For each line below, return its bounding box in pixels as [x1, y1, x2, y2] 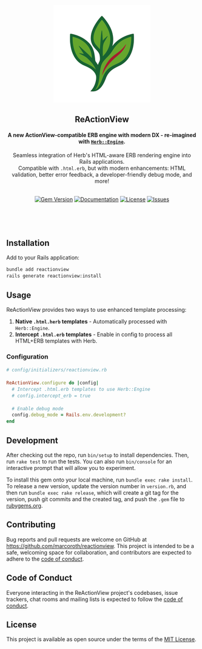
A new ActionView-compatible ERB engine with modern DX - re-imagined [7, 131, 197, 138]
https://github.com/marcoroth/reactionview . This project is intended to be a [6, 542, 194, 549]
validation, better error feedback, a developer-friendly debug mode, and [12, 170, 192, 178]
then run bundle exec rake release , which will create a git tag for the [6, 489, 179, 496]
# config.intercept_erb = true [12, 393, 91, 399]
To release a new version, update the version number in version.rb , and [6, 482, 187, 489]
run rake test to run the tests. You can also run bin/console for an [6, 458, 172, 465]
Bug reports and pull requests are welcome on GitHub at [6, 536, 147, 543]
